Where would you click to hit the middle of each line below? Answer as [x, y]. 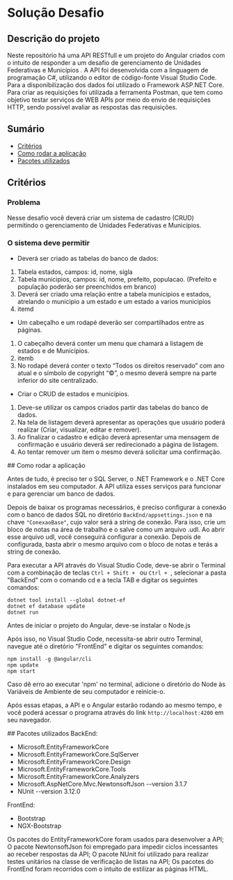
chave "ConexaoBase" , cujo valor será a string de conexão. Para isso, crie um [116, 522]
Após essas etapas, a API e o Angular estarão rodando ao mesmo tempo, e [115, 705]
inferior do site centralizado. [58, 380]
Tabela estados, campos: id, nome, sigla [75, 272]
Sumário [26, 129]
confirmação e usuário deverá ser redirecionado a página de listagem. [118, 444]
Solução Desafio [56, 13]
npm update [23, 665]
